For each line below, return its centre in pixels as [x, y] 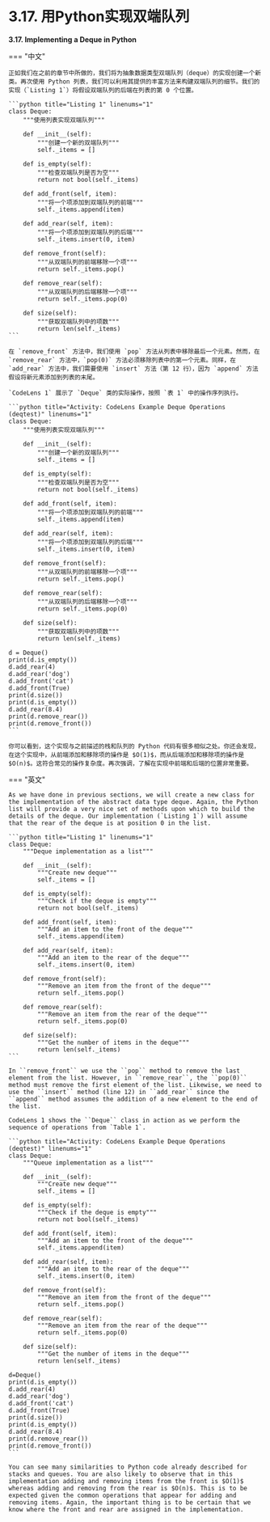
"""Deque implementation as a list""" [88, 851]
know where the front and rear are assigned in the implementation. [126, 1509]
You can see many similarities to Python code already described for [128, 1467]
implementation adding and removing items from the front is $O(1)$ [126, 1481]
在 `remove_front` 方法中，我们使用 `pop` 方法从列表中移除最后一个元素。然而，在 [134, 351]
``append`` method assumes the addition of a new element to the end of [133, 1099]
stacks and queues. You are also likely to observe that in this [120, 1474]
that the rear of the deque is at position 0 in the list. [110, 823]
